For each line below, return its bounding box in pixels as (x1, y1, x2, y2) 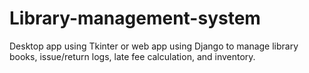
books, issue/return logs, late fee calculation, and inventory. (9, 50, 256, 62)
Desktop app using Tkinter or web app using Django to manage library (9, 40, 299, 52)
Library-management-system (9, 7, 261, 30)
